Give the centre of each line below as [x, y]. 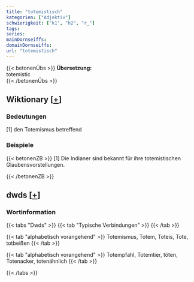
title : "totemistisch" [34, 12]
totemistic [19, 74]
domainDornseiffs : [29, 46]
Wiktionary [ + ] [34, 100]
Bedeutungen [26, 116]
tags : [13, 28]
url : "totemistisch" [32, 51]
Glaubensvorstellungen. [36, 164]
